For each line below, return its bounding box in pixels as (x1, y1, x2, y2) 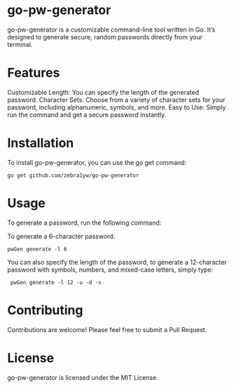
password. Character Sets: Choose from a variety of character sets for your (7, 95, 226, 104)
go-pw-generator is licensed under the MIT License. (7, 373, 159, 381)
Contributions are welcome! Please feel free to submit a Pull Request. (7, 325, 207, 334)
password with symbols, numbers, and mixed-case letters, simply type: (7, 265, 214, 274)
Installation (7, 136, 74, 151)
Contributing (7, 302, 83, 318)
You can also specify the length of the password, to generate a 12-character (7, 258, 228, 266)
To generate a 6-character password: (7, 232, 116, 240)
